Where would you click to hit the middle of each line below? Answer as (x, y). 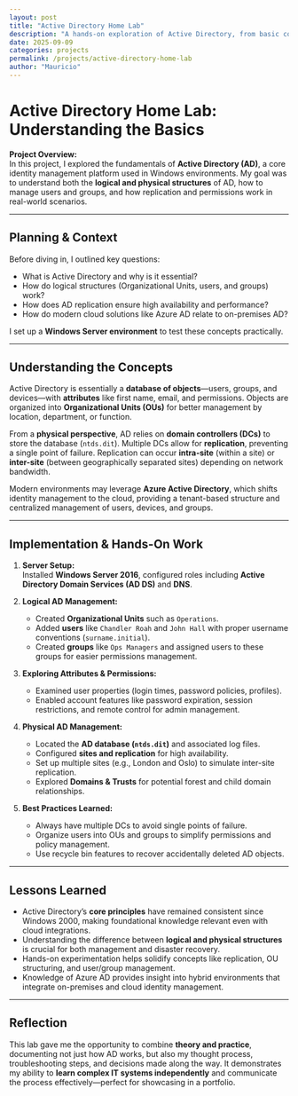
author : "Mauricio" (45, 67)
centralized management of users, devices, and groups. (111, 508)
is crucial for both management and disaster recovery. (121, 950)
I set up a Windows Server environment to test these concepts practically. (146, 331)
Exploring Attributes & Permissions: (89, 674)
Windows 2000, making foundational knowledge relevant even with (145, 921)
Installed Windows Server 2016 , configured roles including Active (143, 575)
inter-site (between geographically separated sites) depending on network (146, 462)
